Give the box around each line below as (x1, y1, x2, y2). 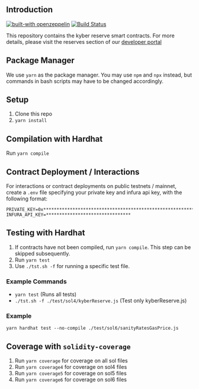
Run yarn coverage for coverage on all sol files (14, 357, 129, 364)
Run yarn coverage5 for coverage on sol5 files (14, 370, 127, 377)
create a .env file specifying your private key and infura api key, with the (6, 189, 182, 196)
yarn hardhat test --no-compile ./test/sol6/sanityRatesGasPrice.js (6, 326, 179, 331)
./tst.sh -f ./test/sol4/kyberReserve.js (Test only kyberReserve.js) (14, 297, 187, 304)
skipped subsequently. (14, 250, 70, 257)
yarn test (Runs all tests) (14, 291, 77, 298)
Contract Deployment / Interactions (6, 167, 140, 177)
